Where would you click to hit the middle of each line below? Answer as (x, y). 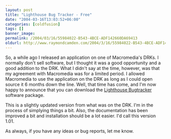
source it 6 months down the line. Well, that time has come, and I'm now (81, 84)
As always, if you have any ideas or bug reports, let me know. (69, 131)
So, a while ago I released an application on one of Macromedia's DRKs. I (82, 57)
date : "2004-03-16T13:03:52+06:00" (43, 19)
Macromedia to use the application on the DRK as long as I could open (79, 79)
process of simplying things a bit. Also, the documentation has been (77, 110)
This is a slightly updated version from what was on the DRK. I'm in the (79, 105)
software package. (25, 95)
